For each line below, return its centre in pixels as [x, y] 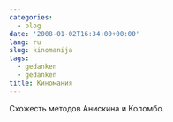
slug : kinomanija [41, 50]
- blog [29, 26]
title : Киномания [41, 83]
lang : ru [25, 42]
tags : [19, 58]
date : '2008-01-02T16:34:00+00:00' [75, 34]
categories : [31, 17]
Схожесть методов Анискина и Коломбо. [87, 108]
